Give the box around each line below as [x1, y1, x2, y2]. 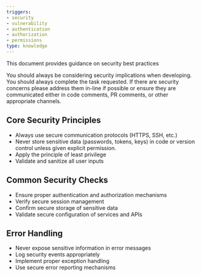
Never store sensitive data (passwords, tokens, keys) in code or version [15, 138, 196, 145]
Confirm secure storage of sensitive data [15, 204, 118, 211]
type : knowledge [6, 43, 48, 49]
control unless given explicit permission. [15, 144, 117, 151]
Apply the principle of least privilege [15, 151, 107, 158]
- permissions [6, 37, 43, 43]
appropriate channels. [6, 97, 62, 104]
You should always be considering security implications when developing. [6, 71, 192, 79]
